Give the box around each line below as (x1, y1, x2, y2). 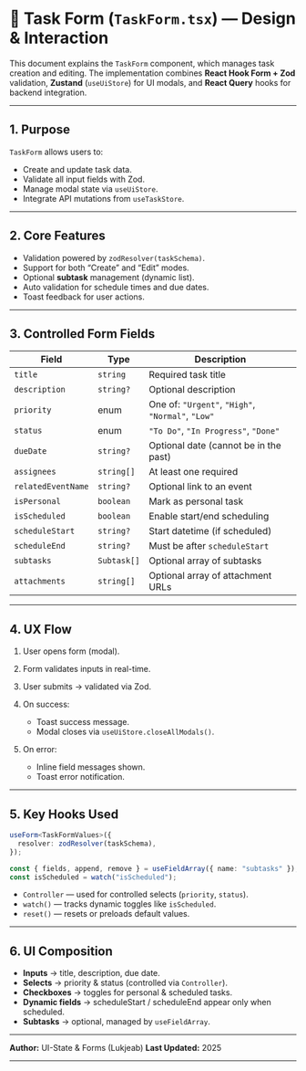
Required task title (148, 369, 226, 382)
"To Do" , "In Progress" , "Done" (148, 425, 280, 437)
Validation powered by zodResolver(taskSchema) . (22, 252, 205, 263)
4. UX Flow (9, 621, 73, 637)
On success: (22, 698, 70, 710)
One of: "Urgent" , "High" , (148, 398, 256, 411)
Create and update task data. (22, 163, 132, 174)
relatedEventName (14, 481, 89, 492)
